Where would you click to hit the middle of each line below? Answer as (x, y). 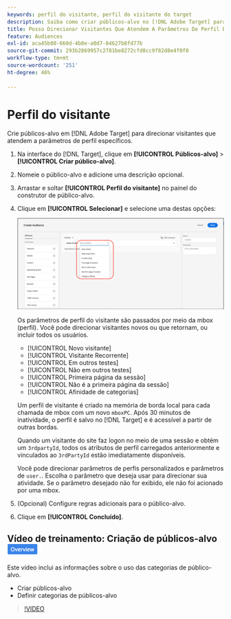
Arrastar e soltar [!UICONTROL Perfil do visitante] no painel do (107, 188)
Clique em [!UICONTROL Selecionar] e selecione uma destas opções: (117, 209)
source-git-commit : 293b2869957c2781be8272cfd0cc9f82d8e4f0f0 (98, 51)
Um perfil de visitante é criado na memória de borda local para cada (114, 405)
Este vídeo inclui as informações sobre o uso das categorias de (97, 567)
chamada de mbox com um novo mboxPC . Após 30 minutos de (104, 413)
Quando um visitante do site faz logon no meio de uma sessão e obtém (118, 440)
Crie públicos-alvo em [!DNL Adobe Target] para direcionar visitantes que (112, 133)
